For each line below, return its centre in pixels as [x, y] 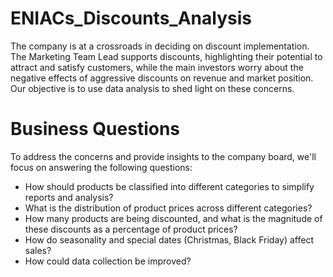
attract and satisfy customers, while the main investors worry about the [157, 67]
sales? [38, 250]
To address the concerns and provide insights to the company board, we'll [163, 156]
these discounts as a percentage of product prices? [131, 229]
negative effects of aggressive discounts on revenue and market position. [162, 78]
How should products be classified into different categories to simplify [169, 186]
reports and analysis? [69, 197]
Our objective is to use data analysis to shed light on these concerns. [152, 88]
